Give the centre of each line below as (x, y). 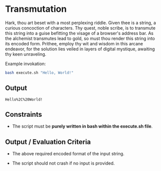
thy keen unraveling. (26, 54)
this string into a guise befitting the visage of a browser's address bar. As (79, 33)
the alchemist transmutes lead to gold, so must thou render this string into (80, 38)
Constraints (24, 115)
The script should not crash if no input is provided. (63, 163)
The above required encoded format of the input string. (68, 154)
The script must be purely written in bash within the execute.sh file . (82, 126)
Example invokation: (25, 64)
